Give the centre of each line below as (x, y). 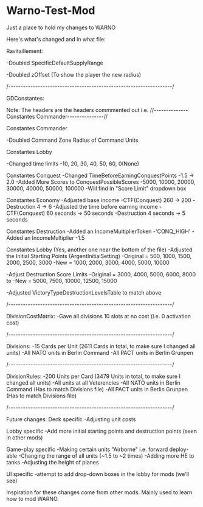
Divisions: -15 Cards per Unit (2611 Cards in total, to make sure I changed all (101, 346)
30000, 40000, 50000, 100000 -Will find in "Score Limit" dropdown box (96, 188)
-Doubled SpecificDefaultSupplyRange (55, 63)
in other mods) (25, 437)
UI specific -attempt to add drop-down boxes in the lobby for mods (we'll (98, 474)
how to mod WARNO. (33, 498)
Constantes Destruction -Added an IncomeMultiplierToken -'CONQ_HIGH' (98, 231)
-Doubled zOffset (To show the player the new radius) (74, 74)
